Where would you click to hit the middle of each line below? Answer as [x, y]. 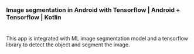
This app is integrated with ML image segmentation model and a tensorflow [97, 39]
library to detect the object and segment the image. [68, 45]
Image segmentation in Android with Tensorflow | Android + [93, 10]
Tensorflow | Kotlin [34, 17]
